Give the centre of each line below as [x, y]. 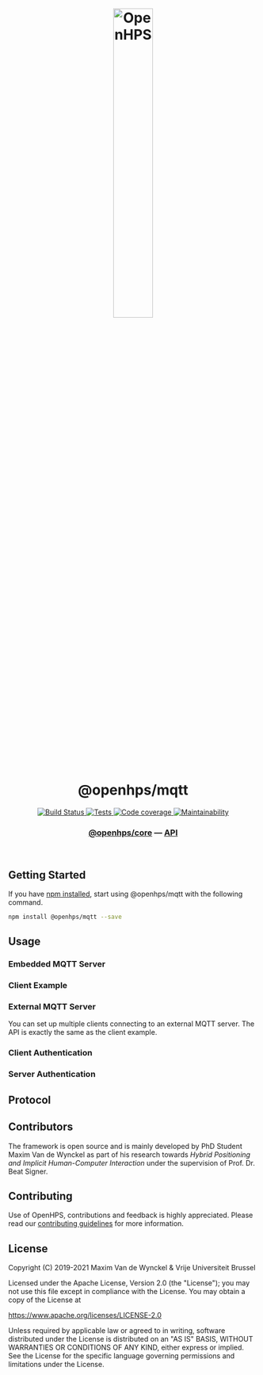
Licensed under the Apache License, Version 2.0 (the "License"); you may [129, 1283]
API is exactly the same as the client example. [83, 1032]
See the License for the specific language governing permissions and [122, 1356]
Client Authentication [50, 1053]
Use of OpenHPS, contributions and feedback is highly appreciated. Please [131, 1215]
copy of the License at [45, 1300]
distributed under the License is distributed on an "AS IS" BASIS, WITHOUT [131, 1339]
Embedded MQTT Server [57, 964]
